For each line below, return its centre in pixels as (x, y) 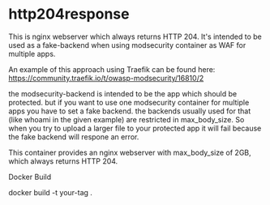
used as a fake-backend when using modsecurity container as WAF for (127, 45)
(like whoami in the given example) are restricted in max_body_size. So (126, 119)
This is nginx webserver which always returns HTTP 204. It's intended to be (135, 36)
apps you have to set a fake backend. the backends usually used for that (130, 111)
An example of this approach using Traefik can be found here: (112, 69)
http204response (69, 14)
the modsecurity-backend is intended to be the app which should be (123, 93)
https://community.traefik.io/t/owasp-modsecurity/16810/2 (106, 78)
